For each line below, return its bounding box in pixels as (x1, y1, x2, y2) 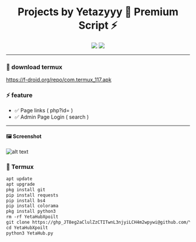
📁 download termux (6, 63, 63, 71)
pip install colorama (6, 203, 59, 209)
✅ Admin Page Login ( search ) (14, 113, 89, 120)
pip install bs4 (6, 198, 45, 203)
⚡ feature (6, 91, 33, 99)
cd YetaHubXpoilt (6, 224, 48, 230)
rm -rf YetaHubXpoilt (6, 214, 59, 220)
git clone (6, 219, 30, 226)
